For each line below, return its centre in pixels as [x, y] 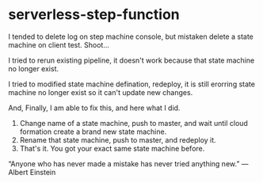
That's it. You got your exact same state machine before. [112, 148]
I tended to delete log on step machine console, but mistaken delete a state [131, 36]
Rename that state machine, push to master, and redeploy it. [118, 139]
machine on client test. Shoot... [59, 44]
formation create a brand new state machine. [93, 132]
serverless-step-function [94, 15]
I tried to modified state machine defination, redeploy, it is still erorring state [132, 84]
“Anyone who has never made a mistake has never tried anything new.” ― [128, 163]
